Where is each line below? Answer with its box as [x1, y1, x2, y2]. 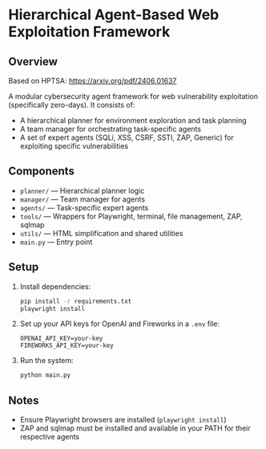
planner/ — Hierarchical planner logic [19, 186, 145, 195]
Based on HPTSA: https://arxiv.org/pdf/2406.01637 [8, 76, 177, 85]
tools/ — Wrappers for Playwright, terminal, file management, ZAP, [19, 211, 243, 221]
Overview [8, 55, 58, 68]
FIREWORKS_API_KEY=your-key [19, 341, 114, 350]
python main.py [19, 371, 71, 379]
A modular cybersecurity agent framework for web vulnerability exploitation [8, 92, 259, 101]
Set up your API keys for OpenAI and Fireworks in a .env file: [19, 319, 220, 329]
